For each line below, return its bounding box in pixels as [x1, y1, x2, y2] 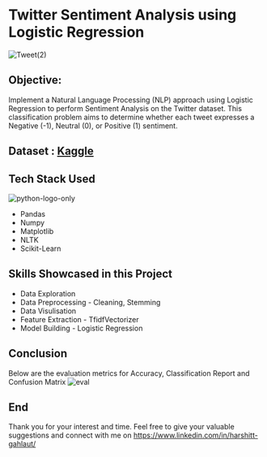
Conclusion [8, 347, 68, 360]
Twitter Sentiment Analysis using [8, 6, 237, 24]
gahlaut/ [8, 439, 36, 449]
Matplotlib [19, 226, 54, 236]
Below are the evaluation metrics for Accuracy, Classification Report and [8, 368, 250, 378]
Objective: [8, 73, 62, 87]
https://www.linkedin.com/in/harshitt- [133, 430, 259, 440]
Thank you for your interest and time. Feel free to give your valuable [8, 422, 235, 432]
